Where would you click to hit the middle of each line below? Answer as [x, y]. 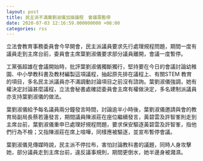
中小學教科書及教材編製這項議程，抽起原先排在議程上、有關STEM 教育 [104, 74]
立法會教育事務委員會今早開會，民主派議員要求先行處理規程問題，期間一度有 [101, 46]
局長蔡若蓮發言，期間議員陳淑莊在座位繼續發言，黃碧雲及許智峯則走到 [109, 117]
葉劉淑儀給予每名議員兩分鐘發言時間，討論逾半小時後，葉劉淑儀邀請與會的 [99, 109]
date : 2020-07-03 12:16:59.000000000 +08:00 [63, 23]
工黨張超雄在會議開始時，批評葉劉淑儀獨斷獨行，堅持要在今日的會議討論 [96, 67]
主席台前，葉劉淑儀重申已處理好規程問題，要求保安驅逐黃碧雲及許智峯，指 [99, 124]
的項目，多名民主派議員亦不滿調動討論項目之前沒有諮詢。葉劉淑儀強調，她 [99, 82]
